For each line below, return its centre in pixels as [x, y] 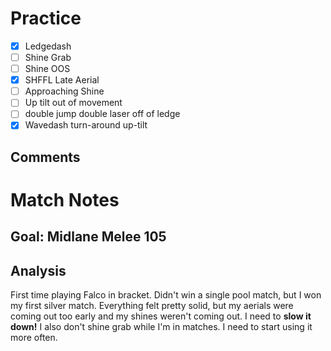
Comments [45, 157]
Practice [46, 18]
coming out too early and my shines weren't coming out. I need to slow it [161, 316]
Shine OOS [47, 69]
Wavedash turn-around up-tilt [86, 125]
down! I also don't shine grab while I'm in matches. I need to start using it [161, 327]
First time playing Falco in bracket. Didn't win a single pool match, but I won [166, 295]
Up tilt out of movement [73, 103]
